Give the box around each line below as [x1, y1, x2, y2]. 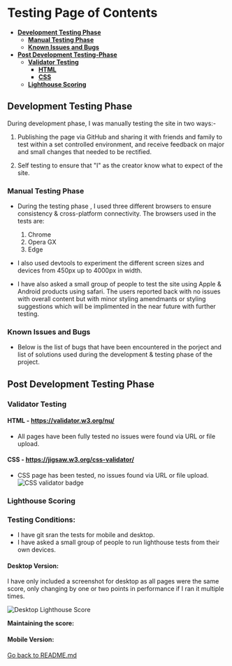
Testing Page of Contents [7, 5, 158, 21]
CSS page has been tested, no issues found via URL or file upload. [17, 471, 209, 480]
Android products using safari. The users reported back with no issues [17, 287, 222, 296]
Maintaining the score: [7, 619, 75, 627]
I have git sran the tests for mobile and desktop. [17, 531, 155, 539]
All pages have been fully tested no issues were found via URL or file [17, 432, 216, 440]
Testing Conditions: [7, 515, 75, 525]
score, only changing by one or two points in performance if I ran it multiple [7, 585, 224, 593]
